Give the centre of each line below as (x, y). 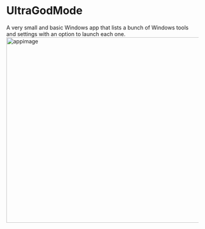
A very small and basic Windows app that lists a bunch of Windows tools (98, 27)
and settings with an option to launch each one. (66, 34)
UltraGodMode (45, 11)
